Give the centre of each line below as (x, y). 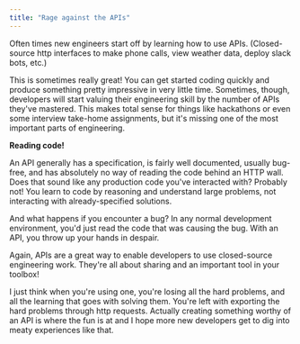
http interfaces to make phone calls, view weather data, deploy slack (164, 53)
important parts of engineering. (67, 128)
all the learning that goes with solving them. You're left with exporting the (145, 301)
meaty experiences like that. (62, 330)
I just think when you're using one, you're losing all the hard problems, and (147, 291)
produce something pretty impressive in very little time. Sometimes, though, (150, 89)
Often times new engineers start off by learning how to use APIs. (129, 43)
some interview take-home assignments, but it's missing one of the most (144, 118)
